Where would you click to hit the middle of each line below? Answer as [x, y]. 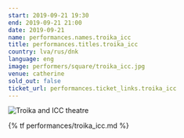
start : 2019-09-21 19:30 [49, 15]
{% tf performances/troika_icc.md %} [69, 125]
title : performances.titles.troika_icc [73, 45]
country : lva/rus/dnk [43, 52]
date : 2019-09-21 [36, 30]
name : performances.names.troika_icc [70, 37]
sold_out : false [34, 81]
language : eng [31, 60]
